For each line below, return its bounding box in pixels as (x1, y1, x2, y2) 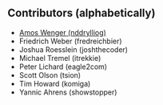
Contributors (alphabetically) (7, 6, 156, 20)
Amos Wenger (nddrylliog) (18, 27, 107, 37)
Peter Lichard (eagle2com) (18, 62, 108, 71)
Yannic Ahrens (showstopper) (18, 87, 117, 97)
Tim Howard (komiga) (18, 79, 91, 88)
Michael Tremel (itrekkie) (18, 53, 101, 63)
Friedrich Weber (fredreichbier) (18, 36, 122, 46)
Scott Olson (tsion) (18, 70, 81, 79)
